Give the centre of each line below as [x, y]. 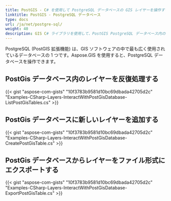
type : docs [17, 19]
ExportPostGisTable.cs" [30, 193]
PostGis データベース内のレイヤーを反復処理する [82, 79]
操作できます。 [43, 61]
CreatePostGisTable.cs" [30, 143]
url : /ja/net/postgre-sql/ [34, 24]
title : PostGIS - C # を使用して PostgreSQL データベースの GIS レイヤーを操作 [83, 10]
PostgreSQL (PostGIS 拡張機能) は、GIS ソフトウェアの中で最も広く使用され [85, 49]
